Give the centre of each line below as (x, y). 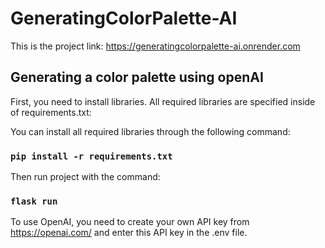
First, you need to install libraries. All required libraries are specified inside (163, 101)
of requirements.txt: (51, 112)
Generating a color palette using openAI (137, 77)
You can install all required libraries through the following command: (150, 131)
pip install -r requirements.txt (91, 156)
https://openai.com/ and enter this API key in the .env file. (129, 233)
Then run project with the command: (85, 177)
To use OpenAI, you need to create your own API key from (130, 222)
